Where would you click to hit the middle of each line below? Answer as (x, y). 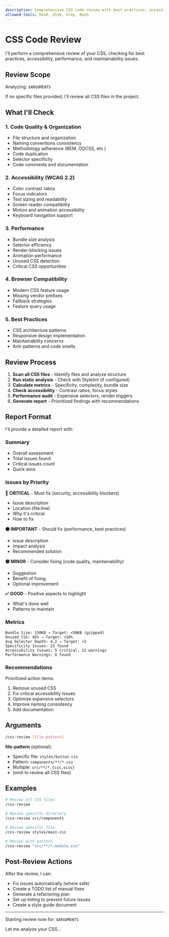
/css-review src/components (35, 819)
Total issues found (32, 459)
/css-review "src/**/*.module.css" (43, 846)
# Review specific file (30, 827)
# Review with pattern (29, 841)
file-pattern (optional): (29, 746)
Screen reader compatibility (41, 205)
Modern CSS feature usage (41, 290)
